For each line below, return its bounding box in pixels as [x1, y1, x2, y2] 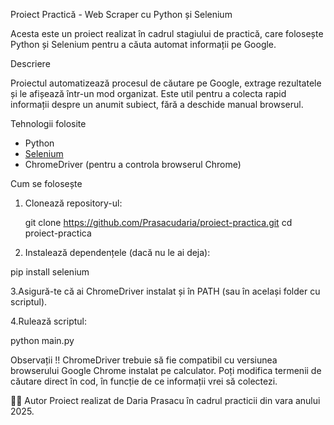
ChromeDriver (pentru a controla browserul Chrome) [24, 159, 242, 170]
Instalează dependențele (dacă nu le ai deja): [24, 247, 211, 258]
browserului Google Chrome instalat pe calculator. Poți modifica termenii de [10, 365, 322, 376]
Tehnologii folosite [10, 118, 87, 129]
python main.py [10, 335, 75, 346]
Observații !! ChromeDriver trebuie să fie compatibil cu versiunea [10, 354, 278, 366]
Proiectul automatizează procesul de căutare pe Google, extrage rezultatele [10, 77, 322, 89]
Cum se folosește [10, 178, 83, 189]
